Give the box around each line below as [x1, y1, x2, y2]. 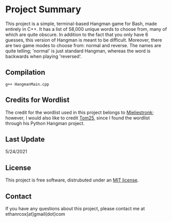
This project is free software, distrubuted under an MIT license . [5, 177, 139, 183]
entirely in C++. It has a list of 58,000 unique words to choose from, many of [5, 26, 167, 32]
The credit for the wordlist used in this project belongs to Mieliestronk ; [5, 109, 154, 115]
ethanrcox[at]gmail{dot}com [5, 211, 66, 217]
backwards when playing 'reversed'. [5, 53, 82, 59]
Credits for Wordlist [5, 96, 70, 105]
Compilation [5, 68, 45, 77]
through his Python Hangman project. [5, 120, 85, 126]
